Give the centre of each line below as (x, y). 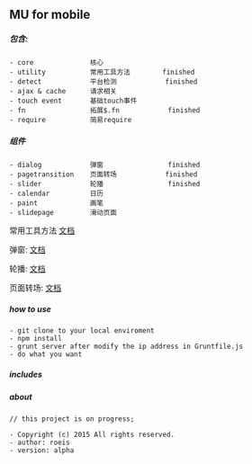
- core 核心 (56, 63)
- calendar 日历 (56, 194)
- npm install (36, 339)
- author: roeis (40, 442)
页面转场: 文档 (35, 288)
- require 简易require (71, 120)
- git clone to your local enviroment (82, 331)
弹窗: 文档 (27, 250)
